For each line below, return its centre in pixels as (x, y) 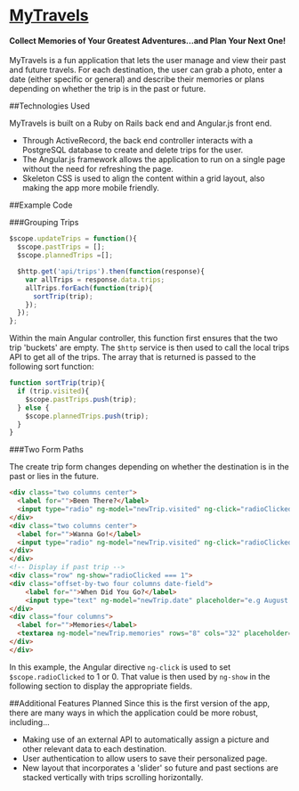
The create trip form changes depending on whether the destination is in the (149, 467)
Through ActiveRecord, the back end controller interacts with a (137, 141)
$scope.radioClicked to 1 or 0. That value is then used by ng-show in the (140, 676)
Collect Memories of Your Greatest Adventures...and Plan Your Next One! (148, 40)
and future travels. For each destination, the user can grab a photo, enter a (146, 70)
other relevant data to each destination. (94, 748)
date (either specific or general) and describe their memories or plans (137, 79)
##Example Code (41, 205)
